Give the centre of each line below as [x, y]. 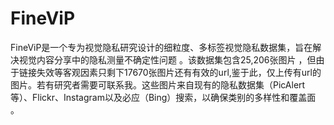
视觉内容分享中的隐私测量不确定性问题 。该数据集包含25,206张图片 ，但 [167, 59]
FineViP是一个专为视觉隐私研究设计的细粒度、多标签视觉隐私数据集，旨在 [161, 47]
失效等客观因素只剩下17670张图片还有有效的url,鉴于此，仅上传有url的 [179, 72]
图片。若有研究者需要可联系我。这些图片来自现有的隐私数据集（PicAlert [158, 84]
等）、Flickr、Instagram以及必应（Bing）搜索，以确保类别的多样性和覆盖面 [163, 97]
